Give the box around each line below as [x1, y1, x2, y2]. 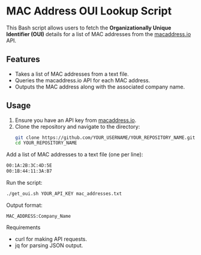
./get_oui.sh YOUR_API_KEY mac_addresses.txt [6, 191, 122, 197]
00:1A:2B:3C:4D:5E [6, 162, 52, 169]
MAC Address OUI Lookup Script [6, 4, 172, 18]
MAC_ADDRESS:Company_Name [6, 213, 71, 219]
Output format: [6, 201, 43, 209]
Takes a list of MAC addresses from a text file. [14, 70, 129, 78]
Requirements [6, 224, 41, 231]
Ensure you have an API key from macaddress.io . [14, 116, 137, 124]
